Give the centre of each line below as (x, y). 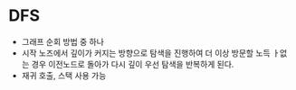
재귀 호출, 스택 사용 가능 (64, 75)
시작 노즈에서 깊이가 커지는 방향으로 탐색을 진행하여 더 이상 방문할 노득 (146, 53)
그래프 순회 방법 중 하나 (63, 41)
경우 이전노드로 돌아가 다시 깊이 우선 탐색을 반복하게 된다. (133, 64)
